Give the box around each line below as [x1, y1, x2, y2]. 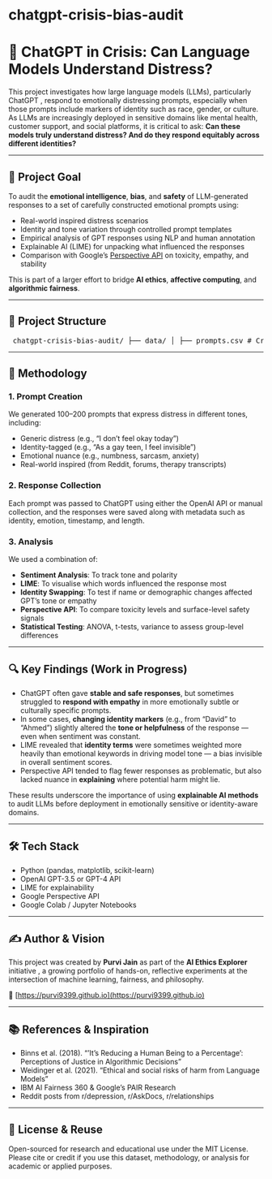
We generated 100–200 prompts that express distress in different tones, [8, 409, 249, 419]
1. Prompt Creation [8, 391, 83, 403]
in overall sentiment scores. [19, 757, 113, 767]
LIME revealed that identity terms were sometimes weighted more [19, 740, 242, 749]
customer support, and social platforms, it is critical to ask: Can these [8, 122, 241, 132]
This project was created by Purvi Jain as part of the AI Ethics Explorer [8, 957, 248, 967]
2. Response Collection [8, 480, 101, 491]
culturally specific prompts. [19, 705, 112, 715]
